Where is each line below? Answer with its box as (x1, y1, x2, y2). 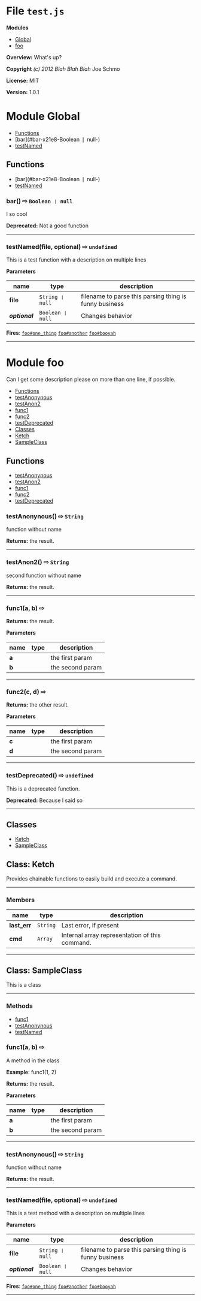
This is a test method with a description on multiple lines (6, 1210, 145, 1217)
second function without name (6, 572, 82, 579)
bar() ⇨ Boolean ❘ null (6, 197, 73, 205)
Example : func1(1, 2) (6, 1068, 57, 1075)
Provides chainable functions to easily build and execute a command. (6, 875, 178, 882)
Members (6, 896, 35, 904)
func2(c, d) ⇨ (6, 687, 46, 696)
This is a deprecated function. (6, 785, 80, 792)
